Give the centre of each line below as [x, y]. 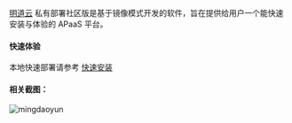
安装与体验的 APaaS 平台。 [59, 24]
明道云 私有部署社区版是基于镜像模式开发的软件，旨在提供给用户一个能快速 [146, 13]
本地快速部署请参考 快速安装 [61, 67]
